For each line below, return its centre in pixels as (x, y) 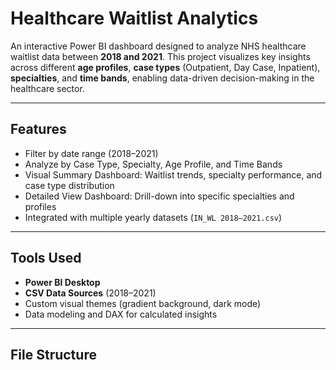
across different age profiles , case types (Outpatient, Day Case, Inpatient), (165, 67)
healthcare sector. (47, 88)
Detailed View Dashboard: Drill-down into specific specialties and (159, 196)
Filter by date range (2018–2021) (91, 153)
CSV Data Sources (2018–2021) (90, 293)
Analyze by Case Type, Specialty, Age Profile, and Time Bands (153, 164)
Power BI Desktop (62, 282)
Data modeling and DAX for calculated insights (121, 314)
